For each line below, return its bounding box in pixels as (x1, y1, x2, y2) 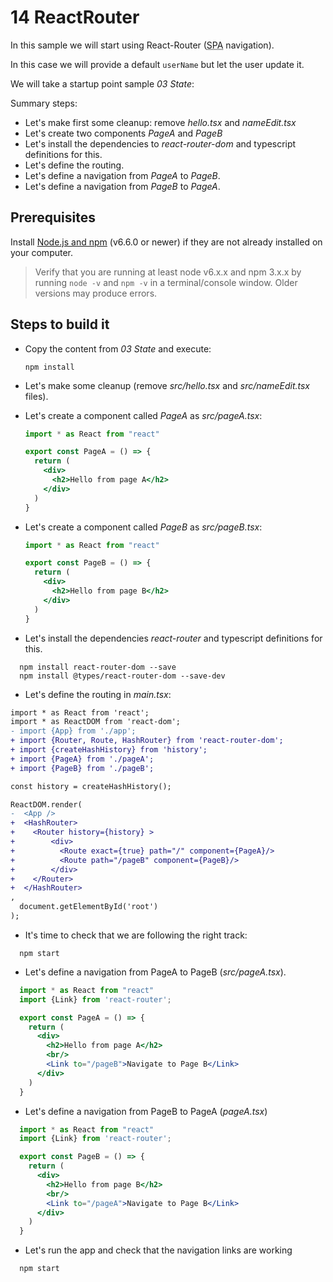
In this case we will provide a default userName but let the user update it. (10, 58, 305, 70)
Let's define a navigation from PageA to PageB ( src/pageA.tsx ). (24, 966, 287, 978)
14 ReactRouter (10, 6, 140, 29)
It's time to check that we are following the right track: (24, 929, 248, 941)
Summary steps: (10, 97, 78, 109)
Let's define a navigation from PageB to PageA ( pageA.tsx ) (24, 1105, 268, 1117)
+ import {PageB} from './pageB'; (10, 763, 155, 773)
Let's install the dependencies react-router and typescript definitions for (24, 632, 323, 644)
